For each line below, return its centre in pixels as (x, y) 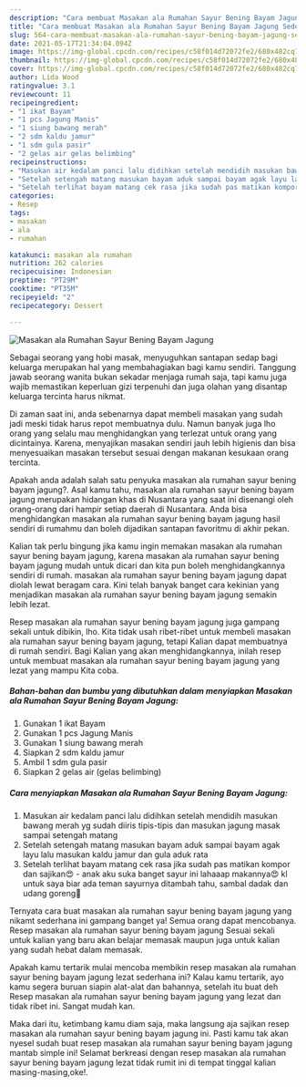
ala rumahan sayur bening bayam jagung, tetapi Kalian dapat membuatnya (149, 641)
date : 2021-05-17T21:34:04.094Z (71, 43)
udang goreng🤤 (52, 894)
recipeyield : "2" (42, 297)
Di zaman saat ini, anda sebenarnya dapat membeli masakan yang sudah (146, 414)
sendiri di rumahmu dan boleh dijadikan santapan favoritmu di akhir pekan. (149, 528)
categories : (32, 196)
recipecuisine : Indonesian (61, 272)
